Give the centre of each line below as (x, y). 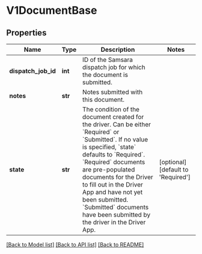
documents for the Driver (118, 177)
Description (118, 50)
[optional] (173, 162)
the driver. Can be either (117, 124)
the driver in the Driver (114, 222)
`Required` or (101, 132)
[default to (174, 169)
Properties (26, 33)
